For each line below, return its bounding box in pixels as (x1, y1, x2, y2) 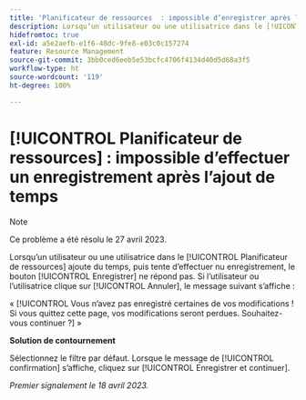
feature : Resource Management (9, 47, 125, 56)
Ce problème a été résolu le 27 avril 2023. (9, 234, 167, 245)
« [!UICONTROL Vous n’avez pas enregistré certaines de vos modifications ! (9, 297, 294, 309)
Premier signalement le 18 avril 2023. (9, 379, 149, 391)
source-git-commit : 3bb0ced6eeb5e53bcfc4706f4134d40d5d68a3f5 (9, 55, 250, 65)
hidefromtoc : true (9, 30, 79, 39)
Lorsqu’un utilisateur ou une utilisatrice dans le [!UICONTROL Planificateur (9, 251, 289, 262)
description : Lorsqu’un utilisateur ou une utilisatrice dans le (9, 22, 262, 31)
